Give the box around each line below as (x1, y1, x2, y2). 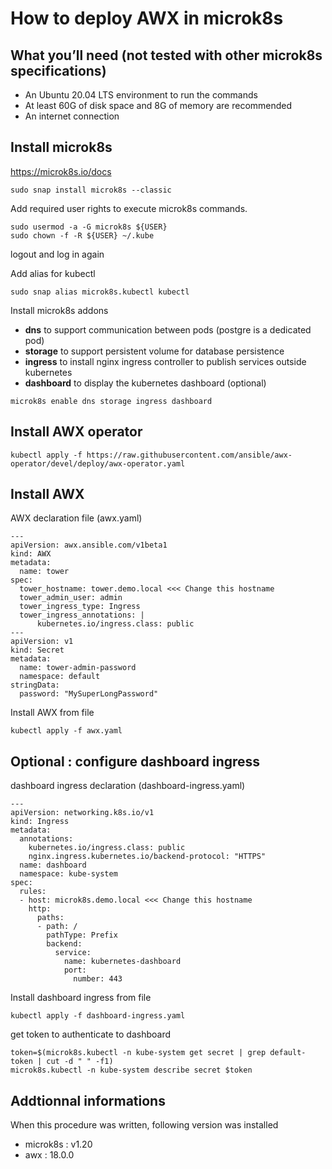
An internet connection (24, 110, 120, 122)
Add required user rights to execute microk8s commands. (10, 202, 248, 214)
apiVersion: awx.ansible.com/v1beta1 (10, 540, 168, 551)
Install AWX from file (10, 707, 95, 719)
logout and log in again (10, 248, 105, 260)
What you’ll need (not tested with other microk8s (10, 47, 323, 64)
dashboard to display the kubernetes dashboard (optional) (24, 377, 267, 389)
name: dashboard (19, 860, 87, 871)
